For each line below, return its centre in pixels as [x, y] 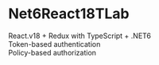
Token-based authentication [54, 44]
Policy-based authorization [52, 52]
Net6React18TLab [69, 14]
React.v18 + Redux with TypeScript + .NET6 [80, 36]
